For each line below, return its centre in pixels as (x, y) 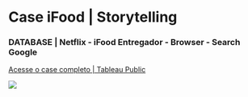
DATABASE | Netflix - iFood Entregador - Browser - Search (124, 42)
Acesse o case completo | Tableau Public (77, 70)
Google (23, 52)
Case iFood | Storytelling (93, 17)
